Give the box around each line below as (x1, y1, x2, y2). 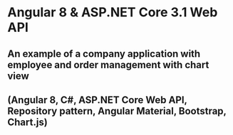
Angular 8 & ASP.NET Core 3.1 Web (7, 4, 218, 21)
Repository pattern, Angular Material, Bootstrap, (7, 104, 227, 117)
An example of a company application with (7, 48, 201, 60)
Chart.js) (7, 116, 48, 128)
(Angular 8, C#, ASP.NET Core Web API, (7, 94, 187, 106)
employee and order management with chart (7, 58, 209, 71)
